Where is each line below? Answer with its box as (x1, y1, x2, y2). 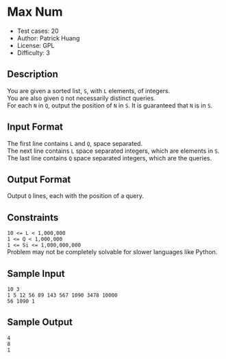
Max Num (7, 4, 63, 20)
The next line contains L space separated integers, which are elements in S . (7, 147, 220, 155)
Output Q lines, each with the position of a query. (7, 192, 145, 200)
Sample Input (7, 268, 65, 280)
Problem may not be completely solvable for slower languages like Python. (7, 248, 218, 256)
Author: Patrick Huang (16, 34, 80, 42)
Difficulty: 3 (16, 49, 50, 57)
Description (7, 69, 58, 80)
